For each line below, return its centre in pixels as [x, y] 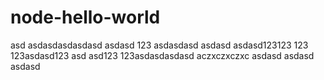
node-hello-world [85, 17]
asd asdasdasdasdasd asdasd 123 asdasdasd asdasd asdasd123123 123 [159, 45]
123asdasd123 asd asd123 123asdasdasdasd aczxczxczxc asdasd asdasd [162, 55]
